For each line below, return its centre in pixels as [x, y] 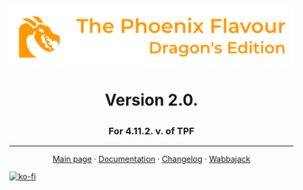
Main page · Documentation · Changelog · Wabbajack [151, 159]
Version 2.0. [151, 100]
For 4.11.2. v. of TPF [151, 131]
